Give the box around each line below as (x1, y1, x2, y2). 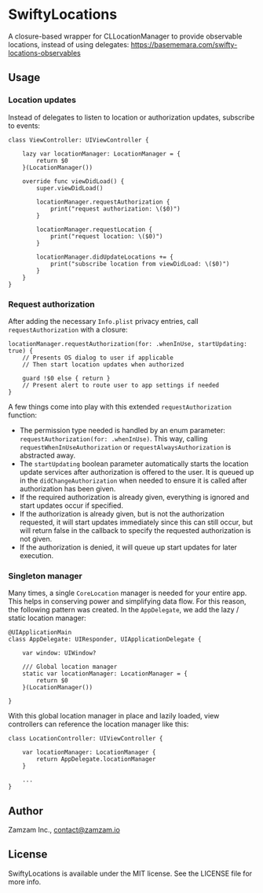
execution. (19, 550, 54, 560)
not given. (19, 534, 53, 543)
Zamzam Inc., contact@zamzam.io (8, 825, 120, 835)
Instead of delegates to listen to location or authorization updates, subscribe (8, 112, 255, 122)
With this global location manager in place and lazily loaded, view (8, 711, 220, 721)
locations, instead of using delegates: (8, 39, 130, 49)
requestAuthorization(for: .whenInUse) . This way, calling (19, 434, 208, 443)
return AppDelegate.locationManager (36, 755, 156, 763)
